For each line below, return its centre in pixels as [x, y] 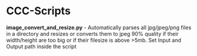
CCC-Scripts [39, 11]
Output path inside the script [41, 46]
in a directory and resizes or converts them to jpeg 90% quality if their [93, 33]
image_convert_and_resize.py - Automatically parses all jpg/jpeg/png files [99, 27]
